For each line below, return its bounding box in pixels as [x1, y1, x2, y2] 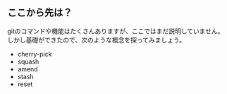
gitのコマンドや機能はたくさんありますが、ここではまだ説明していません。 [7, 27, 224, 35]
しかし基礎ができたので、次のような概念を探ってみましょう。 [7, 35, 185, 44]
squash [17, 57, 39, 66]
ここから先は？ [7, 6, 73, 19]
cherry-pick [17, 49, 52, 58]
